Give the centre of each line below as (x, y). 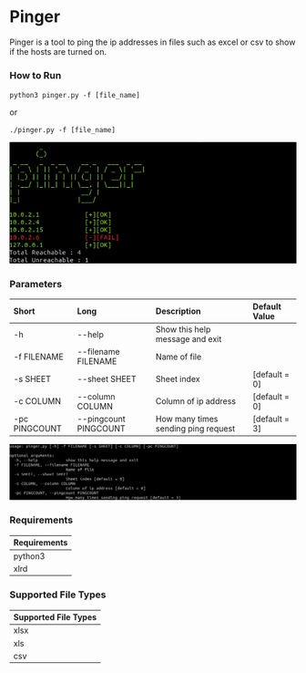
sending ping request (195, 429)
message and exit (189, 339)
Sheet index (178, 379)
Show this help (183, 329)
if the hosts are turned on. (58, 51)
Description (178, 311)
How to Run (36, 75)
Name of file (178, 357)
